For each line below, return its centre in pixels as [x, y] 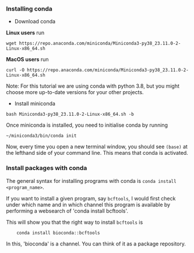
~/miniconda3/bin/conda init [41, 136]
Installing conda [29, 9]
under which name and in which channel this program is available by [88, 205]
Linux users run [25, 33]
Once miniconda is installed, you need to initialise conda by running [87, 125]
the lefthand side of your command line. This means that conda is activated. [97, 153]
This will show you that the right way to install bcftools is [75, 222]
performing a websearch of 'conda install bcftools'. [67, 211]
